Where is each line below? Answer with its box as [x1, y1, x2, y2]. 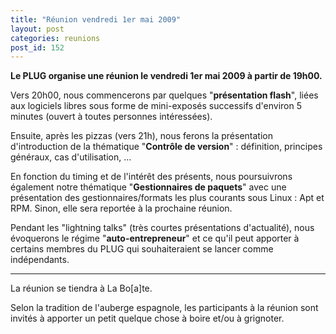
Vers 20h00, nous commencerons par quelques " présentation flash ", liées [10, 89, 319, 101]
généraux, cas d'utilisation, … [10, 151, 132, 163]
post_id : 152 [10, 42, 65, 53]
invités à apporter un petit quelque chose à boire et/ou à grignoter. [10, 312, 285, 325]
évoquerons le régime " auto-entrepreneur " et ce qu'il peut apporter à [10, 232, 300, 245]
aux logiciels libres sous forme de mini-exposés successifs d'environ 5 [10, 100, 302, 112]
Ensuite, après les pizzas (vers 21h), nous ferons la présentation [10, 130, 273, 142]
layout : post [10, 24, 65, 34]
